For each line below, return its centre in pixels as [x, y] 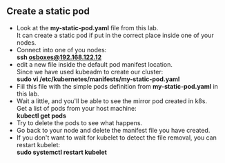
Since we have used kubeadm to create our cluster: [90, 72]
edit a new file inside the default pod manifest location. [95, 64]
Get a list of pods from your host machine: [76, 108]
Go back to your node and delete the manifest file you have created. [113, 130]
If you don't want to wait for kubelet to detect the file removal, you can [116, 138]
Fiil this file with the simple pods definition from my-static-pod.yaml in [117, 86]
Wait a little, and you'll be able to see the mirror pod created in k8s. [112, 101]
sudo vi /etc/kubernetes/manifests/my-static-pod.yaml [98, 79]
